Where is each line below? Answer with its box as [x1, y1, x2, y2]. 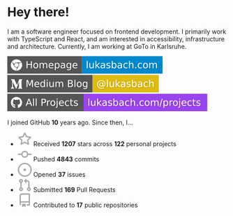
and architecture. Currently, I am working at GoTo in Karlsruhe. [7, 42, 187, 50]
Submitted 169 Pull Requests [33, 185, 116, 194]
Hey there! [7, 4, 70, 20]
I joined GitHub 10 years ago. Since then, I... [7, 118, 133, 127]
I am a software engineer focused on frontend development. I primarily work [7, 27, 227, 36]
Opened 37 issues [33, 170, 86, 178]
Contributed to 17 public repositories [33, 201, 138, 209]
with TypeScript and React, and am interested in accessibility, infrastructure [7, 34, 225, 43]
